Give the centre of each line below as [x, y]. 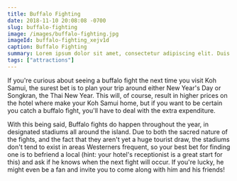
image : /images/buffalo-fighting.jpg [63, 34]
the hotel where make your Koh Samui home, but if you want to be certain [115, 103]
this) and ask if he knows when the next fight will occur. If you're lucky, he [116, 162]
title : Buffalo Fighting [44, 14]
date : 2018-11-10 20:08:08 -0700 [57, 21]
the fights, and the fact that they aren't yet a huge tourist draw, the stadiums [118, 139]
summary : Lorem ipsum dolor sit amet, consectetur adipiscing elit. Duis [119, 54]
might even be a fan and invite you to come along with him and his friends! [116, 169]
